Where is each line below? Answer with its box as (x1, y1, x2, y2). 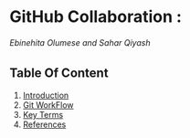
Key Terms (22, 109, 64, 120)
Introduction (22, 90, 69, 101)
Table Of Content (9, 66, 109, 81)
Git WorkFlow (22, 99, 75, 111)
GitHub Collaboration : (9, 6, 183, 27)
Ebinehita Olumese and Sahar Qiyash (9, 37, 151, 48)
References (22, 119, 67, 130)
